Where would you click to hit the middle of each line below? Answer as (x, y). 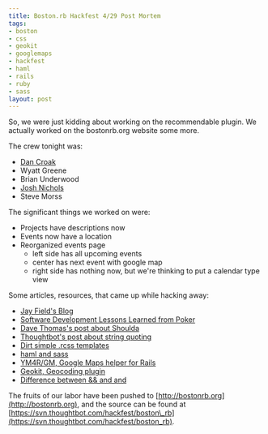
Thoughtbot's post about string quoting (86, 337)
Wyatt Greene (43, 170)
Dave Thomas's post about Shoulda (80, 329)
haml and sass (44, 355)
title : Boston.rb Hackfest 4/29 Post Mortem (85, 16)
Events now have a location (66, 237)
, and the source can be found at (131, 404)
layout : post (30, 99)
